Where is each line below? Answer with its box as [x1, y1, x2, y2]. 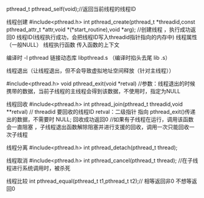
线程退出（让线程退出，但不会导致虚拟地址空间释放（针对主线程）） [6, 67, 175, 74]
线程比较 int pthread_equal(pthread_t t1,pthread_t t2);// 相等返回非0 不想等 [6, 177, 192, 185]
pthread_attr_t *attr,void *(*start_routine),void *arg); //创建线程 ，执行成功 [6, 26, 191, 33]
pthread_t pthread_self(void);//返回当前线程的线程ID [6, 5, 136, 12]
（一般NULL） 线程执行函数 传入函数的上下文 [6, 41, 120, 48]
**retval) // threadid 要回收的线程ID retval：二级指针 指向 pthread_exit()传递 [6, 108, 196, 115]
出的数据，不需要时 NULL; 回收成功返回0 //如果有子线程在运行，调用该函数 [6, 116, 194, 123]
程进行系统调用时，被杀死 [6, 164, 71, 172]
